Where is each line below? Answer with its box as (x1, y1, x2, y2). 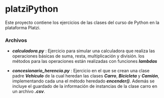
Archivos (5, 37, 27, 43)
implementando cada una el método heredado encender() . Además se (12, 78, 155, 84)
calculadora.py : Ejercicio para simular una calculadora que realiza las (12, 48, 155, 54)
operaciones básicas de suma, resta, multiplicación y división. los (12, 53, 144, 59)
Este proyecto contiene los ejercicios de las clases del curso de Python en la (5, 20, 160, 25)
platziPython (5, 3, 59, 15)
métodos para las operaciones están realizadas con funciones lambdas (12, 59, 158, 64)
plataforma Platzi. (5, 24, 41, 30)
